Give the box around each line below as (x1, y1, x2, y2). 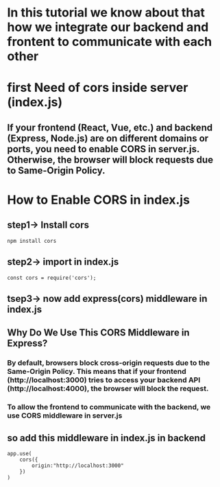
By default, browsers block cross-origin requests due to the (7, 358, 210, 368)
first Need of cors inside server (7, 80, 188, 95)
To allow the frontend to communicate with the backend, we (7, 403, 211, 412)
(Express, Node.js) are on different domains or (7, 132, 209, 144)
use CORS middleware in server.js (7, 411, 123, 420)
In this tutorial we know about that (7, 5, 206, 21)
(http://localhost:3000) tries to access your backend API (7, 375, 201, 385)
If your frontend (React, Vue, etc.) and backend (7, 121, 213, 133)
